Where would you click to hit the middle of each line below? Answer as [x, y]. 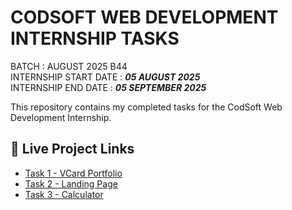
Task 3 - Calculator [64, 194]
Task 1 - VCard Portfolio [73, 173]
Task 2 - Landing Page [71, 183]
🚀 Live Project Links [72, 149]
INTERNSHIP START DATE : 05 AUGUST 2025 [105, 77]
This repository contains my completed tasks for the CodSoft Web [146, 107]
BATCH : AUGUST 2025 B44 [69, 66]
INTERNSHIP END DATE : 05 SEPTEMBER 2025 [108, 87]
